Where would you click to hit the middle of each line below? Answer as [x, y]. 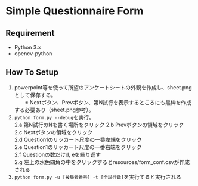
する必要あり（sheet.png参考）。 [54, 110]
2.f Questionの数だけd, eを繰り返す [58, 154]
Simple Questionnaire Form [75, 11]
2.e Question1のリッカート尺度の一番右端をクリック [78, 147]
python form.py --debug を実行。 [54, 117]
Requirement [30, 33]
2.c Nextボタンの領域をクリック [53, 132]
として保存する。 [35, 95]
